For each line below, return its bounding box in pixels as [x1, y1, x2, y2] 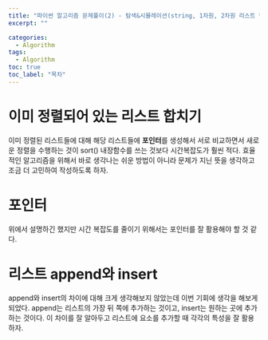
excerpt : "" [8, 19, 48, 27]
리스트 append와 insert [8, 265, 158, 283]
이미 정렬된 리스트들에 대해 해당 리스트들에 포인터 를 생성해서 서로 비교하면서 [8, 135, 245, 144]
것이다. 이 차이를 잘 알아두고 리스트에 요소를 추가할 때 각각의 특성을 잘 [22, 313, 240, 322]
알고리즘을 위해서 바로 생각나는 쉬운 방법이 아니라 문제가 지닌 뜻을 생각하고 [22, 155, 255, 164]
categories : [8, 34, 48, 42]
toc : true [8, 63, 41, 72]
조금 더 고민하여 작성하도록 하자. [8, 165, 109, 175]
